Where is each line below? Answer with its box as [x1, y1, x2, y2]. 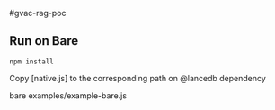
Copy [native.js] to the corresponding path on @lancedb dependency [9, 72, 267, 83]
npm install [9, 57, 54, 66]
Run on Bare [9, 33, 79, 48]
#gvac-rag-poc [9, 8, 67, 18]
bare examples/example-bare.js [9, 89, 128, 101]
